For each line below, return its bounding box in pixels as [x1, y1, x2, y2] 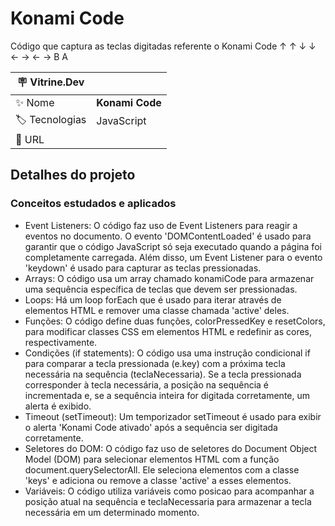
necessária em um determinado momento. [24, 506, 200, 518]
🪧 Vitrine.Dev [16, 75, 85, 89]
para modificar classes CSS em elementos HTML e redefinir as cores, [24, 325, 313, 337]
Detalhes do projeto [10, 167, 136, 184]
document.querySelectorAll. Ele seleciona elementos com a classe [24, 463, 300, 476]
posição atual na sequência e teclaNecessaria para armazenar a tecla [24, 495, 312, 507]
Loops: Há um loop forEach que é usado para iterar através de [24, 293, 282, 306]
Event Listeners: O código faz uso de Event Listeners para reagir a [24, 219, 298, 231]
